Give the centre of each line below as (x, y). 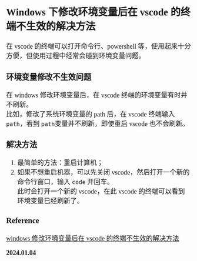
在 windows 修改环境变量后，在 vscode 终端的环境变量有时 (94, 95)
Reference (23, 220)
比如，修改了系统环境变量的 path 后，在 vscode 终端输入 (91, 114)
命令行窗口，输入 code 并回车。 (66, 182)
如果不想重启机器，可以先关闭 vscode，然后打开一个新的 (103, 173)
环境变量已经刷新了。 (51, 201)
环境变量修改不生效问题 (49, 77)
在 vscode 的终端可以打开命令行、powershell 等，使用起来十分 (98, 46)
